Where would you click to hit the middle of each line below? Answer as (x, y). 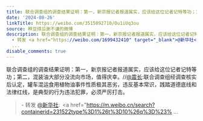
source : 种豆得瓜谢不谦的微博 (40, 29)
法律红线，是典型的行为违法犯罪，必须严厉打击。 (67, 92)
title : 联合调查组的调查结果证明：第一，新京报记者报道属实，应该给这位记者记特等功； (101, 12)
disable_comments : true (36, 51)
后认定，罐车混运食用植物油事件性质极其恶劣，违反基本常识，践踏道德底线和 (101, 84)
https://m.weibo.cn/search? (121, 105)
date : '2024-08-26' (31, 18)
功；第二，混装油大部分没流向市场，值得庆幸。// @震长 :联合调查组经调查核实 (101, 77)
